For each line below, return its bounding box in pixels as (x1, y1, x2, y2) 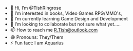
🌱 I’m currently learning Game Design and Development (10, 16, 128, 21)
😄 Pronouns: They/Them (10, 34, 64, 40)
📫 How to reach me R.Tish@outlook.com (10, 27, 98, 33)
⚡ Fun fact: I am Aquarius (10, 40, 64, 46)
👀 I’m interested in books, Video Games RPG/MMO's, (10, 10, 122, 16)
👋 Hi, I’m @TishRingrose (10, 5, 62, 11)
